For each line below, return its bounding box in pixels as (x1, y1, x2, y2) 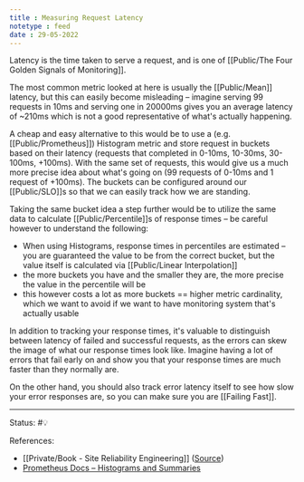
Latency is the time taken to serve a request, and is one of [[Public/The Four (9, 55, 293, 66)
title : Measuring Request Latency (9, 13, 144, 23)
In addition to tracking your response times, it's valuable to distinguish (9, 325, 271, 336)
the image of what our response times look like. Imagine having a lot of (9, 345, 273, 356)
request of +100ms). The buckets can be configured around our (9, 177, 247, 188)
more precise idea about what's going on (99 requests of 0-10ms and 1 (9, 167, 274, 178)
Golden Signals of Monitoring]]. (9, 64, 127, 75)
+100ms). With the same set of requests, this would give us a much (37, 158, 290, 169)
